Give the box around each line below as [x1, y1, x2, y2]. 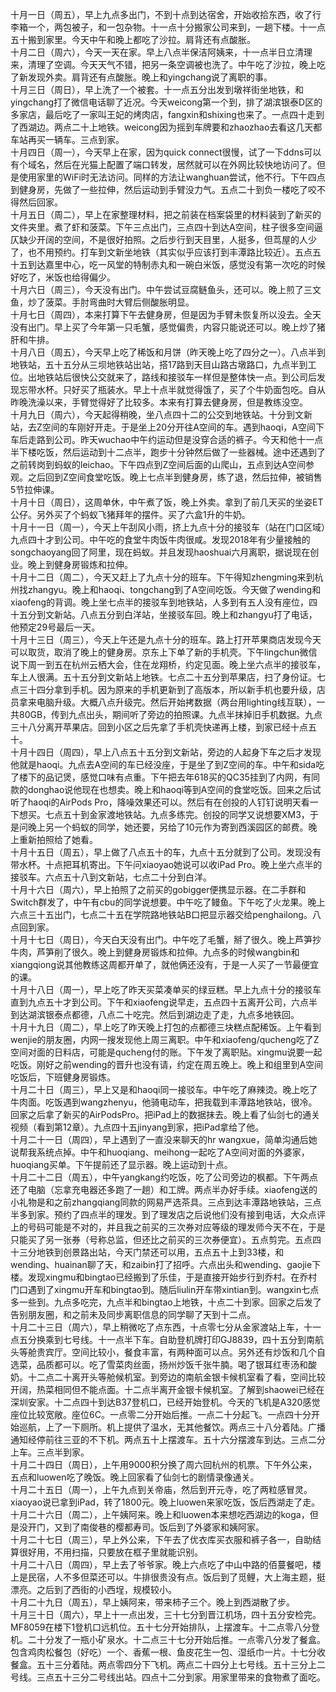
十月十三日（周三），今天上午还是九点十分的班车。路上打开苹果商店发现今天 [10, 634, 322, 645]
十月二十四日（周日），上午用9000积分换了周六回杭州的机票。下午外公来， [10, 1459, 318, 1470]
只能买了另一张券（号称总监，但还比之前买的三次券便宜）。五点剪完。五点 [10, 1234, 313, 1245]
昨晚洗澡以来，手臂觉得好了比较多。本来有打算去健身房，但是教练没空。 [10, 396, 308, 408]
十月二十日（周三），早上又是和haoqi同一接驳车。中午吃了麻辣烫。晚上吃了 [10, 1084, 318, 1095]
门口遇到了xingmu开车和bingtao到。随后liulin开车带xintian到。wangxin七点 [10, 1284, 320, 1295]
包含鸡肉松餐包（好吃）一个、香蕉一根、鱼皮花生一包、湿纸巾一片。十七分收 [10, 1646, 326, 1658]
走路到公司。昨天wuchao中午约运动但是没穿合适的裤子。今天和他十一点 [27, 434, 324, 445]
